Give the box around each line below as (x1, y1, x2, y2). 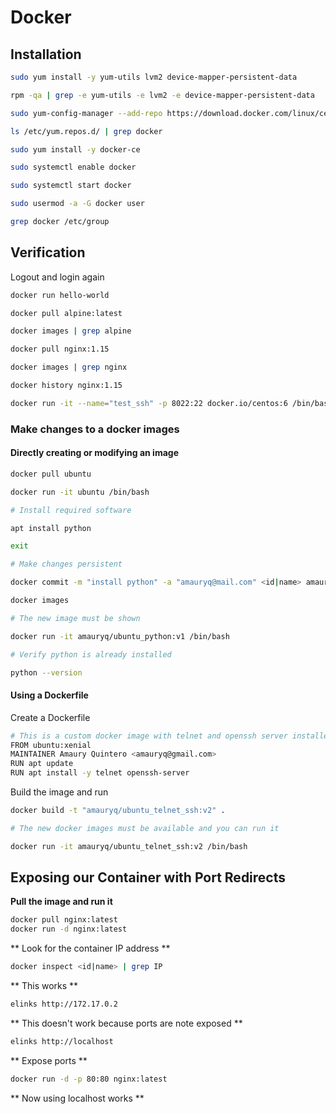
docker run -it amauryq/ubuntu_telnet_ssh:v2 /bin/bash (10, 841, 248, 851)
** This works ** (10, 980, 79, 992)
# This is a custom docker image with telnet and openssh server (10, 731, 288, 741)
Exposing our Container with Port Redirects (10, 869, 287, 886)
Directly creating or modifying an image (10, 447, 179, 459)
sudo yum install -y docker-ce (10, 144, 141, 155)
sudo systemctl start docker (10, 181, 132, 191)
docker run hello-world (10, 290, 110, 300)
